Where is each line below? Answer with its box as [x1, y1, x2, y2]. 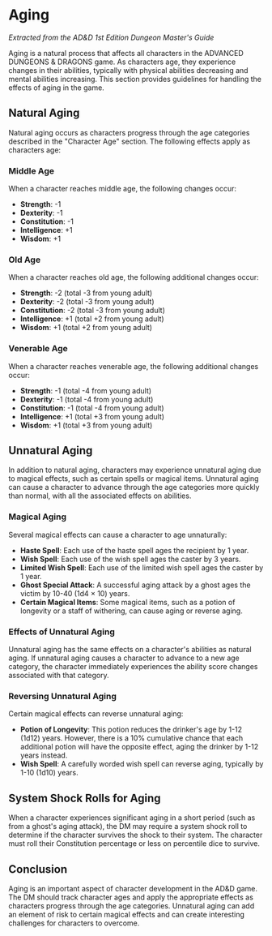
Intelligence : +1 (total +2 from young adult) [19, 314, 164, 324]
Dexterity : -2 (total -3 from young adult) [19, 297, 155, 307]
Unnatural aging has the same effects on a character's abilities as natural [8, 645, 253, 655]
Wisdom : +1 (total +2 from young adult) [19, 323, 152, 333]
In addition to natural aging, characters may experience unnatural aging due [8, 465, 261, 475]
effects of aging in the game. [8, 83, 105, 92]
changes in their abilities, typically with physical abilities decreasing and [8, 65, 249, 75]
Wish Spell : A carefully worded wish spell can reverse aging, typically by [19, 759, 264, 769]
